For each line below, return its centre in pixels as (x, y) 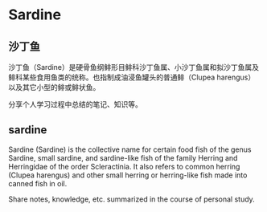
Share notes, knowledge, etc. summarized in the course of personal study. (131, 199)
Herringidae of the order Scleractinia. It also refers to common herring (124, 166)
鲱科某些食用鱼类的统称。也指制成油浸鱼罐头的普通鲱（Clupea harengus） (132, 77)
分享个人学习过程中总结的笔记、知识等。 (75, 104)
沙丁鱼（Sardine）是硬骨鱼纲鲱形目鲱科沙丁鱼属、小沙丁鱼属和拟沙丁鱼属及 (134, 67)
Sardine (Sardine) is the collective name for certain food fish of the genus (130, 149)
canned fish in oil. (38, 183)
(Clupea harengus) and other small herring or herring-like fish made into (128, 175)
